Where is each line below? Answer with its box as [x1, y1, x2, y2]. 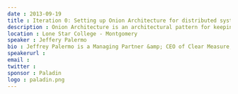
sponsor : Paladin [7, 69, 62, 76]
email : [7, 57, 30, 64]
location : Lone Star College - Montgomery [7, 30, 138, 37]
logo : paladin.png [7, 76, 65, 83]
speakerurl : [7, 50, 46, 57]
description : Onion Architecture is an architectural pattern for [7, 23, 211, 30]
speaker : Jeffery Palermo [7, 37, 87, 44]
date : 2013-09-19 [7, 10, 62, 18]
